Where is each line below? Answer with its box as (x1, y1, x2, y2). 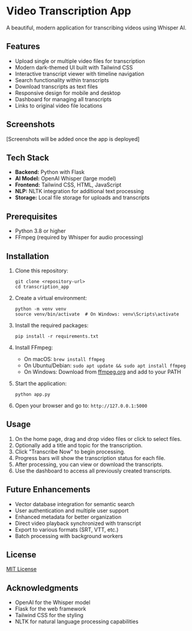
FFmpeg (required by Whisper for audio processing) (14, 234, 144, 241)
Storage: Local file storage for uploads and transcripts (14, 194, 150, 202)
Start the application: (14, 380, 67, 387)
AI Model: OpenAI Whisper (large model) (14, 175, 116, 182)
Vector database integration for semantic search (14, 500, 135, 507)
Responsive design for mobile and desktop (14, 89, 121, 97)
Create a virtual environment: (14, 295, 87, 301)
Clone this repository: (14, 267, 68, 274)
